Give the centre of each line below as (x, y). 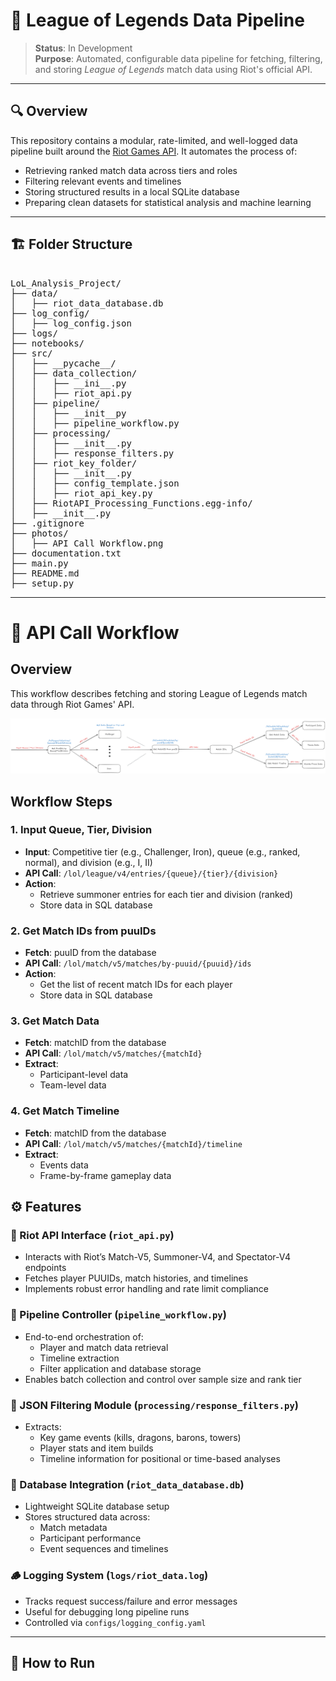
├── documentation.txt (66, 553)
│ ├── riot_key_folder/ (74, 463)
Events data (64, 1165)
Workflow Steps (61, 801)
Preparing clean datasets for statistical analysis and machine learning (168, 202)
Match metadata (73, 1528)
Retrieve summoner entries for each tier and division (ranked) (166, 894)
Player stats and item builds (96, 1448)
